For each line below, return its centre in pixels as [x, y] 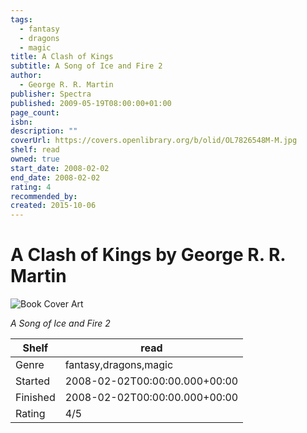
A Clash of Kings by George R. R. [148, 255]
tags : [21, 19]
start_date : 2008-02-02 [60, 168]
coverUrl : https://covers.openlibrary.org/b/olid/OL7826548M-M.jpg [154, 141]
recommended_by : [44, 196]
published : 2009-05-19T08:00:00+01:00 [91, 103]
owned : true [35, 159]
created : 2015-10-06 [53, 206]
